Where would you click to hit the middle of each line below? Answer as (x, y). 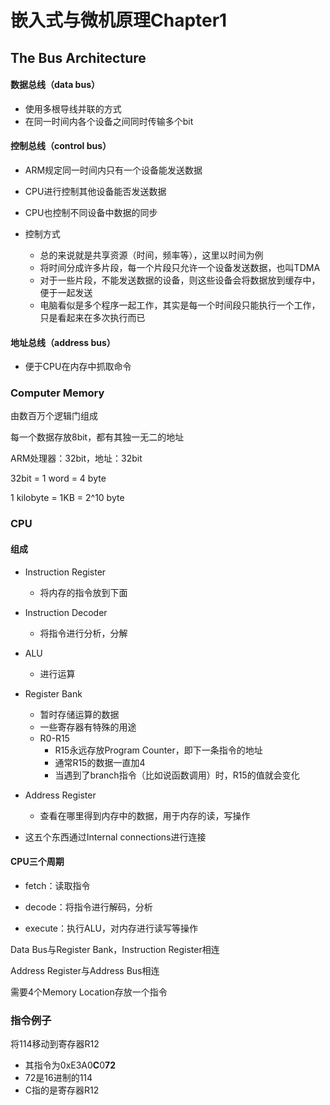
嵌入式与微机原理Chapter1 (119, 20)
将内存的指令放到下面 (83, 592)
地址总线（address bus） (63, 342)
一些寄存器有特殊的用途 (88, 727)
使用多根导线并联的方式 (73, 108)
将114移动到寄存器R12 (55, 1044)
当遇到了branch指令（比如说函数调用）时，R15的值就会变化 (177, 775)
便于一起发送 (66, 292)
